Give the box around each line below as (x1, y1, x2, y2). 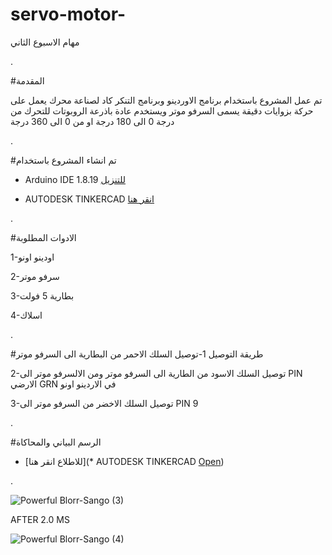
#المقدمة (10, 74, 45, 87)
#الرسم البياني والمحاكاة (10, 436, 102, 448)
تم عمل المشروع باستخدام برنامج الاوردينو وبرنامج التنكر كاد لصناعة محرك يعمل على (10, 94, 323, 106)
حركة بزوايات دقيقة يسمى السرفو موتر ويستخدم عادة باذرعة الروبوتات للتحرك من (10, 104, 314, 117)
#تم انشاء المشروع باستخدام (10, 154, 117, 166)
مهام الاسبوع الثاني (10, 36, 80, 48)
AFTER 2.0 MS (10, 513, 70, 525)
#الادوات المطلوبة (10, 231, 77, 243)
